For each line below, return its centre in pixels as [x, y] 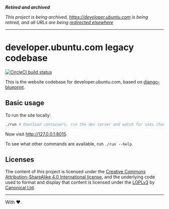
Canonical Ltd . [20, 188]
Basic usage [25, 103]
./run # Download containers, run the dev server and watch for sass [80, 124]
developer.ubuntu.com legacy [70, 48]
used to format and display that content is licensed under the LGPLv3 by [80, 182]
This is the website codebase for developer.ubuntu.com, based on [74, 82]
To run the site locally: [28, 115]
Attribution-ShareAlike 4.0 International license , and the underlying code [80, 177]
